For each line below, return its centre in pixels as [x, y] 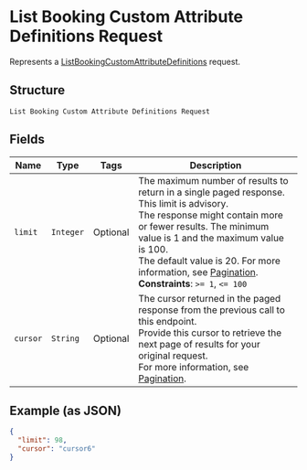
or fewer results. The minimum [204, 226]
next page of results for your [199, 344]
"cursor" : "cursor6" [57, 449]
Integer [68, 232]
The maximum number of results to [214, 180]
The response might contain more [211, 215]
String [66, 338]
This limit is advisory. [183, 203]
